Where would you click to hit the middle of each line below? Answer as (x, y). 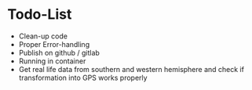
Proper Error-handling (54, 44)
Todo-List (40, 14)
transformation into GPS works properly (83, 77)
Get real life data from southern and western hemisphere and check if (131, 69)
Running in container (52, 61)
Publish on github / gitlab (59, 52)
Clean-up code (43, 36)
